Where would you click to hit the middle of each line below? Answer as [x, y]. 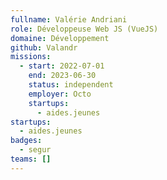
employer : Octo [60, 94]
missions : [31, 57]
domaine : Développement [60, 38]
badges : [26, 141]
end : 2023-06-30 [62, 76]
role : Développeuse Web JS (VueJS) [84, 29]
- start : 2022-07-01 [62, 66]
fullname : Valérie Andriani [69, 19]
